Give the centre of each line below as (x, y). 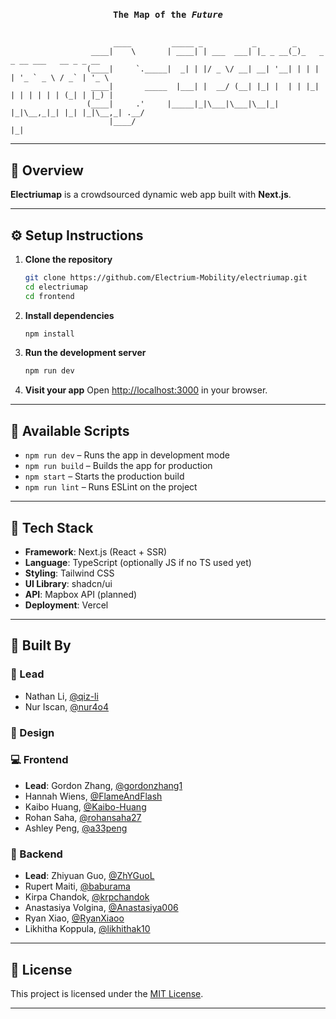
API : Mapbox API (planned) (81, 594)
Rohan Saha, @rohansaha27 (83, 817)
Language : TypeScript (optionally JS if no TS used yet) (138, 562)
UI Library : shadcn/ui (68, 583)
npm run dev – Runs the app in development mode (127, 455)
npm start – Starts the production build (104, 476)
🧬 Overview (47, 170)
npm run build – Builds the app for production (118, 466)
